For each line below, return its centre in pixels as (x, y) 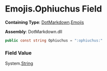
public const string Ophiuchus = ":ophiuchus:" (54, 40)
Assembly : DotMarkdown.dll (34, 31)
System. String (19, 63)
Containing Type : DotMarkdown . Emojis (45, 22)
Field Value (18, 53)
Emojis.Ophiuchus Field (53, 9)
